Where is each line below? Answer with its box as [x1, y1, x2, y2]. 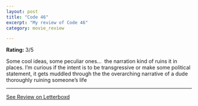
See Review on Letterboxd [6, 94, 70, 101]
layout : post [6, 8, 38, 15]
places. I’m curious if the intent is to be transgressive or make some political [6, 64, 190, 71]
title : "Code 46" [6, 14, 49, 20]
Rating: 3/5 [6, 47, 34, 54]
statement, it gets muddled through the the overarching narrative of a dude [6, 70, 189, 77]
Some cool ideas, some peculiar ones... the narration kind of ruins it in [6, 58, 178, 65]
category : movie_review [6, 25, 65, 31]
